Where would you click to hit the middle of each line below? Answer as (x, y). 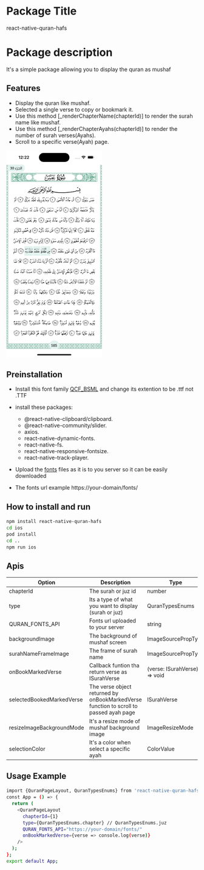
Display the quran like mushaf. (53, 103)
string (154, 624)
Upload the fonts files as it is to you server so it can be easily (91, 470)
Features (23, 88)
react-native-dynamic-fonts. (59, 439)
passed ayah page (112, 713)
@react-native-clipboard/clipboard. (69, 419)
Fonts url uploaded (113, 621)
